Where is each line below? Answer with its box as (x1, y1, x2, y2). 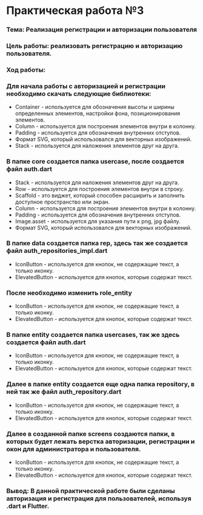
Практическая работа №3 (6, 4, 144, 18)
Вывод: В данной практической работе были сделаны (6, 486, 175, 495)
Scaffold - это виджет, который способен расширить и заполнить (15, 192, 185, 199)
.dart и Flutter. (6, 502, 50, 510)
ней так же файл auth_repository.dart (6, 387, 122, 396)
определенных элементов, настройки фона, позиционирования (15, 110, 181, 117)
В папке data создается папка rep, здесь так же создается (6, 239, 188, 247)
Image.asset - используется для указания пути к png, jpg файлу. (15, 217, 181, 225)
